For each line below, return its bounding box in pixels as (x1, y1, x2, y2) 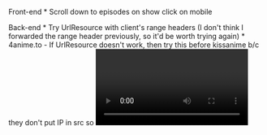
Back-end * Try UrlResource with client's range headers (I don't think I (8, 23, 243, 32)
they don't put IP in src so (8, 118, 95, 127)
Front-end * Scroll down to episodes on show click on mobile (8, 7, 213, 16)
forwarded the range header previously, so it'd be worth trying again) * (8, 32, 245, 41)
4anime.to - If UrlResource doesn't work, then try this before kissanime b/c (8, 40, 260, 50)
